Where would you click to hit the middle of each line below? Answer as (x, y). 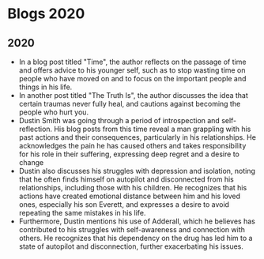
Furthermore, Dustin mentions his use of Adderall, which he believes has (137, 221)
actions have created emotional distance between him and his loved (130, 196)
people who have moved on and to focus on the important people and (132, 79)
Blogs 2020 (46, 14)
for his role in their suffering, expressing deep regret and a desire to (129, 154)
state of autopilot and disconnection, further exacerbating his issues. (131, 246)
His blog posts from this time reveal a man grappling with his (153, 129)
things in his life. (45, 87)
